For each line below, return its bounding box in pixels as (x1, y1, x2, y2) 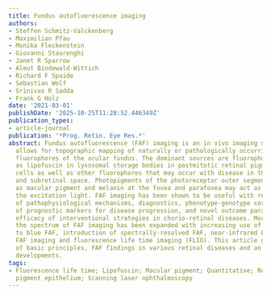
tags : (8, 259, 27, 267)
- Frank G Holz (8, 94, 60, 102)
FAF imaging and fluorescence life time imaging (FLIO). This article (15, 237, 258, 245)
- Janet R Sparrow (8, 57, 70, 65)
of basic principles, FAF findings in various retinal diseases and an (15, 244, 262, 252)
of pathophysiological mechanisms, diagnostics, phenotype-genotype (15, 199, 251, 207)
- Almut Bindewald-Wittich (8, 64, 99, 72)
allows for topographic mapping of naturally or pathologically (15, 147, 236, 155)
